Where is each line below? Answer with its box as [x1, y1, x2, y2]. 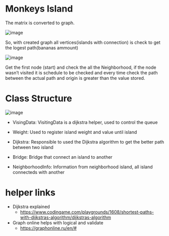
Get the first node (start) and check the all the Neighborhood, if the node [5, 64, 156, 70]
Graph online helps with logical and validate [12, 219, 103, 225]
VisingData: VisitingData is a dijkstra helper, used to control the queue [12, 119, 158, 125]
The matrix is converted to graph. [5, 20, 75, 26]
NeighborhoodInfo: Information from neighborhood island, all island [12, 164, 153, 170]
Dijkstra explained [12, 203, 50, 210]
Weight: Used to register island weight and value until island [12, 129, 137, 135]
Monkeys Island [5, 3, 73, 15]
